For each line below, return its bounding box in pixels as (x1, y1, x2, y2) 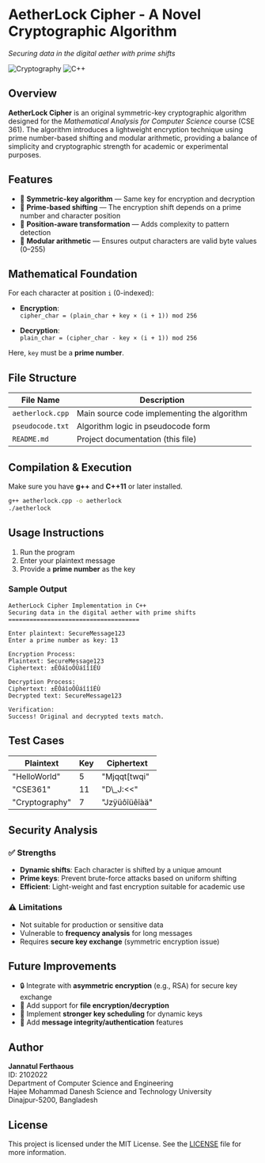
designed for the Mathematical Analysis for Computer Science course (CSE (8, 116, 256, 126)
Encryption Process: (8, 650, 77, 658)
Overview (8, 87, 58, 101)
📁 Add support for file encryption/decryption (19, 1001, 170, 1010)
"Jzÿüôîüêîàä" (101, 796, 153, 808)
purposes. (8, 150, 42, 159)
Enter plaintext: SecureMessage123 (8, 629, 126, 637)
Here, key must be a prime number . (8, 348, 125, 358)
